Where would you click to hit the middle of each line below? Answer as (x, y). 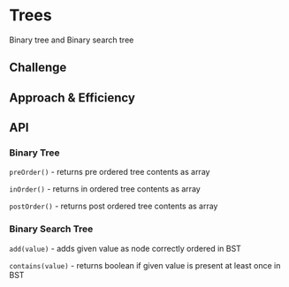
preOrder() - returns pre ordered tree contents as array (110, 172)
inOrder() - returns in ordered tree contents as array (105, 189)
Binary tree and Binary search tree (72, 40)
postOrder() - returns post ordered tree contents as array (114, 206)
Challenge (38, 68)
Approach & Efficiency (72, 98)
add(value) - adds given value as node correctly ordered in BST (125, 248)
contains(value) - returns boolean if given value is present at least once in (145, 265)
